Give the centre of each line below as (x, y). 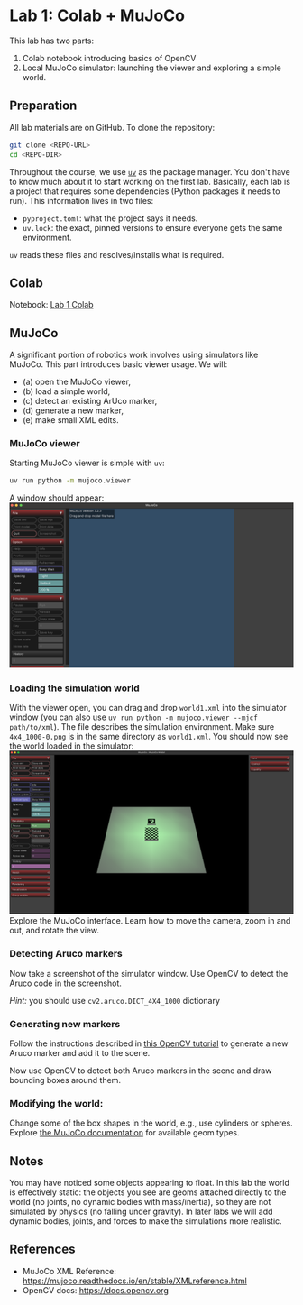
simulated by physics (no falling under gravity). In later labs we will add (141, 1212)
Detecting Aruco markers (66, 954)
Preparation (43, 106)
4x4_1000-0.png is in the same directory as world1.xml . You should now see (149, 736)
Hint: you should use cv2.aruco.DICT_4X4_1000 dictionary (115, 1000)
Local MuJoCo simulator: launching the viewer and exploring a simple (151, 68)
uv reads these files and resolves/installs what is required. (117, 254)
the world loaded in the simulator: (72, 746)
